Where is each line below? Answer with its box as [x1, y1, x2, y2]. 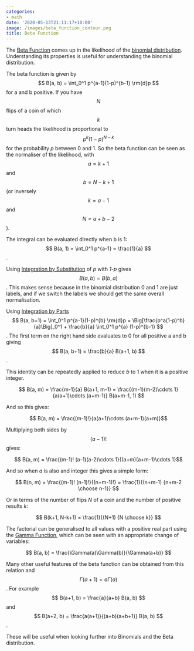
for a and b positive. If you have [6, 89, 83, 96]
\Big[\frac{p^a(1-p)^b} [132, 316, 185, 323]
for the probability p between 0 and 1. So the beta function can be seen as [6, 144, 185, 151]
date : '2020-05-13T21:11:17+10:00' [6, 19, 93, 25]
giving [6, 338, 22, 345]
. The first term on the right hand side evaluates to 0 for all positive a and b [6, 332, 186, 339]
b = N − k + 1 [83, 178, 114, 185]
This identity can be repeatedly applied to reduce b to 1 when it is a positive [6, 368, 189, 375]
